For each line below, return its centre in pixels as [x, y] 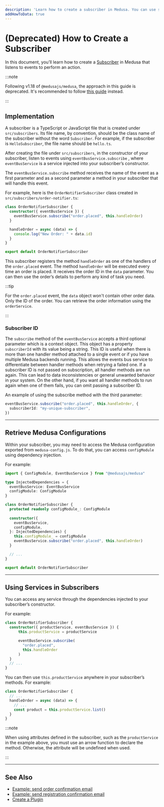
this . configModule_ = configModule [50, 536]
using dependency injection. [34, 455]
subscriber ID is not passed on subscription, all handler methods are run [78, 370]
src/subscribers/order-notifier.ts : [42, 198]
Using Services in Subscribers [52, 587]
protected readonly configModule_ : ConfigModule [60, 509]
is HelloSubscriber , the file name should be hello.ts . [59, 144]
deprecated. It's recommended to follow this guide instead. [64, 91]
